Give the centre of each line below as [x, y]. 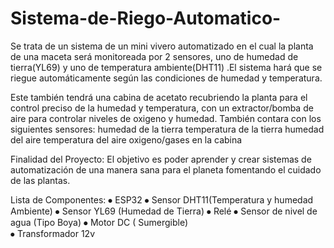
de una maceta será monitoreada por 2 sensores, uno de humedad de [154, 56]
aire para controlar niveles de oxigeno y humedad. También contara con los [166, 118]
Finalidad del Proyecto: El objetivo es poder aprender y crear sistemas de [161, 159]
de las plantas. [40, 180]
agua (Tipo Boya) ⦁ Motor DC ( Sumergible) [99, 222]
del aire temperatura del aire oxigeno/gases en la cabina [126, 139]
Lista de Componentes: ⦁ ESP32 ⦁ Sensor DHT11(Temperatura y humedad [162, 199]
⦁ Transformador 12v [53, 233]
